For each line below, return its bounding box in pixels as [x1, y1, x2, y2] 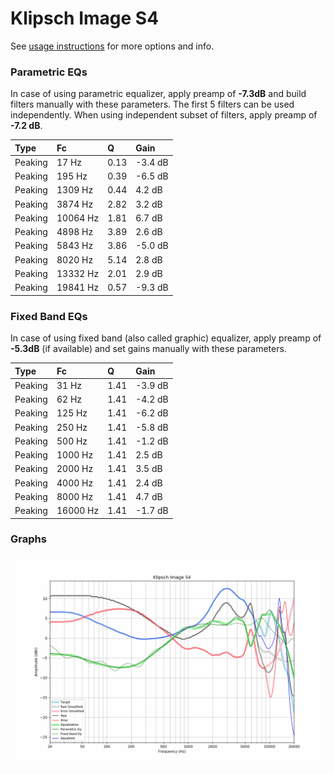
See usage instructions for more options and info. [10, 40, 215, 52]
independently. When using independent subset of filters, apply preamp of [10, 109, 318, 121]
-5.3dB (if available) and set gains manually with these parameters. [10, 343, 287, 355]
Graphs [10, 532, 47, 546]
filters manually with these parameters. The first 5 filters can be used [10, 98, 295, 111]
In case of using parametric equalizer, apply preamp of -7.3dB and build [10, 88, 307, 100]
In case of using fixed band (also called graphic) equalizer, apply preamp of [10, 332, 322, 344]
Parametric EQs [10, 65, 88, 79]
